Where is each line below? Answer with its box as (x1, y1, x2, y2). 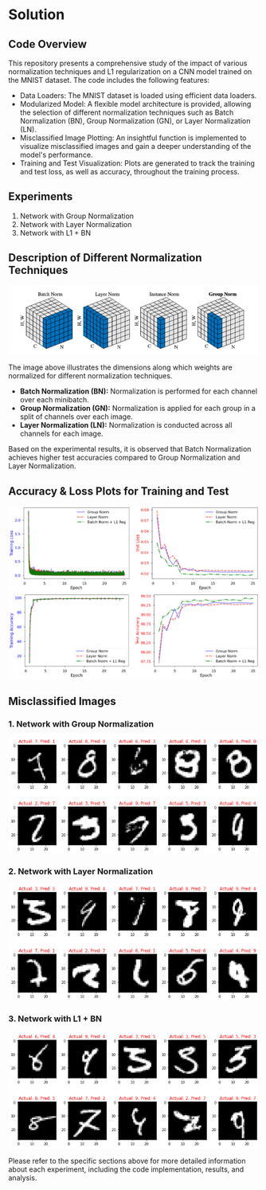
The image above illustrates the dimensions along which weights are (8, 362, 233, 372)
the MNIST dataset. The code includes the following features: (8, 76, 209, 84)
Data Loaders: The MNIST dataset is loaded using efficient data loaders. (19, 91, 257, 100)
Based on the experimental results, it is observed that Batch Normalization (8, 444, 252, 454)
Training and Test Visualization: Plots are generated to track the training (19, 159, 255, 168)
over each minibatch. (19, 395, 89, 405)
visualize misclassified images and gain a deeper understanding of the (19, 142, 252, 151)
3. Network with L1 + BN (8, 1013, 102, 1024)
